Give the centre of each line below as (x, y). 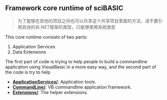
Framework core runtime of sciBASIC (64, 8)
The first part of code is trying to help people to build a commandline (76, 61)
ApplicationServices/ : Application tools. (54, 82)
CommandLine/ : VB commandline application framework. (72, 87)
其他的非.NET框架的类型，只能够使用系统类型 (69, 27)
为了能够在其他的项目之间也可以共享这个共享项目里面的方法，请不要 (88, 21)
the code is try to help (28, 72)
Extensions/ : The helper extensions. (50, 92)
